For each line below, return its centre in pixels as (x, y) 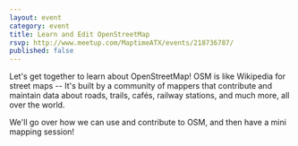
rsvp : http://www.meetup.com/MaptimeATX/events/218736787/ (122, 43)
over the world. (37, 105)
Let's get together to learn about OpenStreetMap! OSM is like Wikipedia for (148, 76)
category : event (39, 26)
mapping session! (42, 132)
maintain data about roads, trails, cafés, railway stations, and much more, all (149, 96)
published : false (42, 51)
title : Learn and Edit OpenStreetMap (80, 34)
